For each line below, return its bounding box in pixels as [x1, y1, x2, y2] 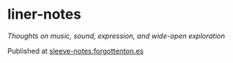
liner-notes [7, 5, 82, 23]
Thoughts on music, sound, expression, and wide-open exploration [7, 31, 225, 40]
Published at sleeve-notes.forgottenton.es [7, 46, 144, 55]
